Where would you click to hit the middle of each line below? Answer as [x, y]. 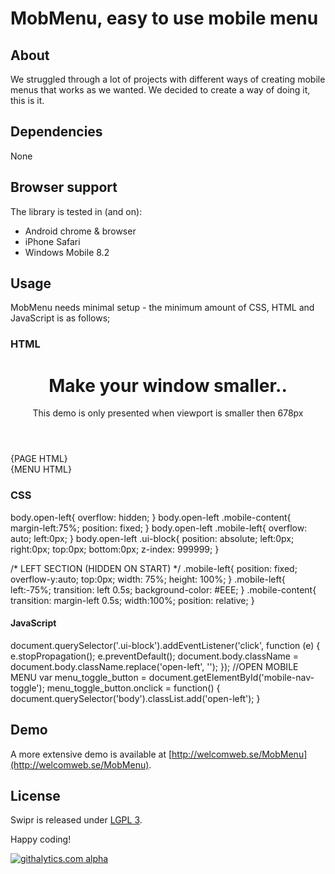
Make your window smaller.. [168, 385]
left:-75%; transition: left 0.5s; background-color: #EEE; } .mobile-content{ [163, 589]
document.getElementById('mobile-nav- [231, 677]
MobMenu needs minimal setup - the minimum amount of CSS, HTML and [162, 308]
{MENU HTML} [41, 469]
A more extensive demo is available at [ [91, 754]
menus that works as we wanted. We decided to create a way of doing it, [160, 90]
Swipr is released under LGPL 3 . [76, 820]
